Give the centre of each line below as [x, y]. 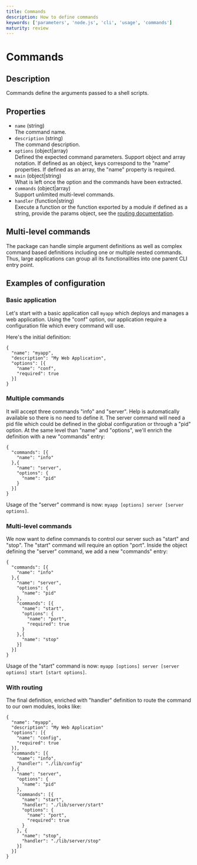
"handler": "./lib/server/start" [63, 805]
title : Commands [26, 11]
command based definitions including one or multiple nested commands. [94, 252]
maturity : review [27, 28]
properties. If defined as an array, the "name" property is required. [95, 170]
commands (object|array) [42, 189]
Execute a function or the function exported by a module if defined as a [101, 207]
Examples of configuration [56, 283]
